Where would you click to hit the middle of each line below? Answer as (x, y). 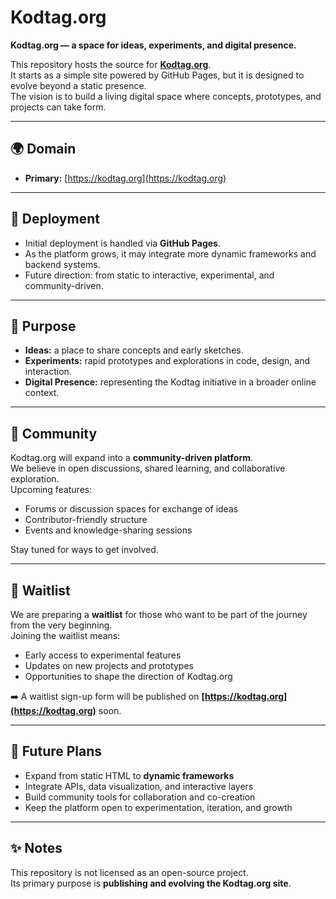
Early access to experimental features (103, 655)
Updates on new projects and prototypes (109, 665)
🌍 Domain (43, 149)
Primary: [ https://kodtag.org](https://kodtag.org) (125, 178)
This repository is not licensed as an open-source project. (129, 872)
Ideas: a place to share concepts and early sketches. (134, 350)
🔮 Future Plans (56, 751)
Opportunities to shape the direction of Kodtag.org (128, 676)
